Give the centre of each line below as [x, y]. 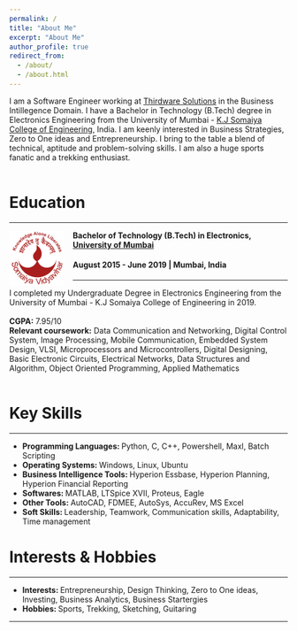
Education [47, 203]
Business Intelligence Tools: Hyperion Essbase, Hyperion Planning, [145, 474]
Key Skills [46, 414]
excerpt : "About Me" [47, 37]
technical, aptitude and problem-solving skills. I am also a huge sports [137, 148]
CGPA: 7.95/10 [35, 321]
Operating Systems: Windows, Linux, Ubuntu [105, 465]
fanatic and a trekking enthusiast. [70, 157]
